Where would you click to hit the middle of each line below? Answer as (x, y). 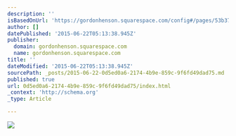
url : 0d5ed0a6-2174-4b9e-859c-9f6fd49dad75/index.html (89, 86)
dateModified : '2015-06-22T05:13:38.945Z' (70, 66)
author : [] (23, 27)
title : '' (22, 60)
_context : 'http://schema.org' (53, 92)
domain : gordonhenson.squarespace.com (71, 47)
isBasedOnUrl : (28, 20)
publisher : (23, 40)
